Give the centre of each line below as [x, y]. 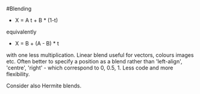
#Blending [19, 9]
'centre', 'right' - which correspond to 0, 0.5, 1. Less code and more [90, 68]
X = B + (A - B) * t [37, 43]
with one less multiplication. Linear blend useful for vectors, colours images [100, 55]
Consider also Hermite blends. [44, 86]
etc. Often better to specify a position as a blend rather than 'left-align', [94, 61]
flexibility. [18, 74]
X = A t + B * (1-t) [36, 20]
